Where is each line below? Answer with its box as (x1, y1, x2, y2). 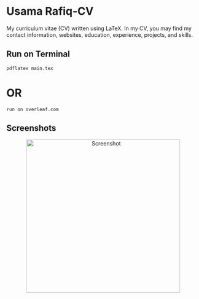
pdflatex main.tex (6, 65, 53, 71)
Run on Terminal (6, 49, 71, 60)
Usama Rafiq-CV (6, 4, 94, 18)
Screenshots (6, 123, 57, 133)
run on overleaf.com (6, 106, 60, 112)
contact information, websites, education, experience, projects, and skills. (6, 31, 193, 38)
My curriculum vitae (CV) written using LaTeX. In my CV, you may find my (6, 25, 192, 32)
